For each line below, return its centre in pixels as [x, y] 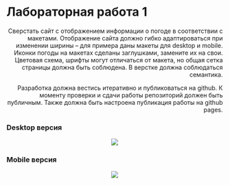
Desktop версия [34, 127]
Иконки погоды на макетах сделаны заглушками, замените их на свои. [118, 53]
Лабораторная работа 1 [77, 12]
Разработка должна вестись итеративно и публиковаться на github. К [120, 88]
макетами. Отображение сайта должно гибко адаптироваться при [125, 38]
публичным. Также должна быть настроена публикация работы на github [115, 102]
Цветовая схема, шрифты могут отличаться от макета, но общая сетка [119, 60]
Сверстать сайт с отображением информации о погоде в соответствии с [115, 31]
